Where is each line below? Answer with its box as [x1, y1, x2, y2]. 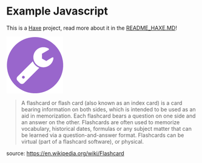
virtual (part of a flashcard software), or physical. [21, 138, 144, 145]
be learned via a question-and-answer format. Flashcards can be [21, 131, 184, 139]
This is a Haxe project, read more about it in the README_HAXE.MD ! [6, 24, 177, 32]
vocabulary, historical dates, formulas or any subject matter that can [21, 125, 192, 132]
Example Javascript [6, 4, 108, 18]
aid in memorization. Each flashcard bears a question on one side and [21, 112, 196, 119]
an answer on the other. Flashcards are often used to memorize [21, 118, 180, 125]
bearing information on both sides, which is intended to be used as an [21, 105, 196, 113]
